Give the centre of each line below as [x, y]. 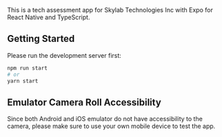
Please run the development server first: [64, 55]
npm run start [28, 68]
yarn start [23, 81]
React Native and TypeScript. [49, 17]
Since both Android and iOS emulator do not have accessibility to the [105, 119]
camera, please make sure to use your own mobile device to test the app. [111, 126]
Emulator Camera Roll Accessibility [84, 102]
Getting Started [41, 39]
